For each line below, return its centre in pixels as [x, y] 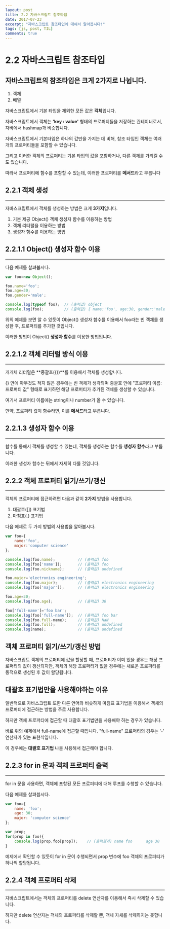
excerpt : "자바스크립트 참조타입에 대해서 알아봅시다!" [55, 24]
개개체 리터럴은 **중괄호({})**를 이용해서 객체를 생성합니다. [64, 372]
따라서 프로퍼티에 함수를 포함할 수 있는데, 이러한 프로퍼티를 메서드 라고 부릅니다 [83, 173]
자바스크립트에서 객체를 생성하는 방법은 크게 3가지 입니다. [61, 208]
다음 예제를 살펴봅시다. [28, 267]
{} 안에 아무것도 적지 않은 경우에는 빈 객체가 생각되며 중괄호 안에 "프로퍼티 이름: [83, 383]
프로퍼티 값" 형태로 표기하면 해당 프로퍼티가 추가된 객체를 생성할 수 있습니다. [80, 389]
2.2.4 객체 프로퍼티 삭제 [41, 880]
